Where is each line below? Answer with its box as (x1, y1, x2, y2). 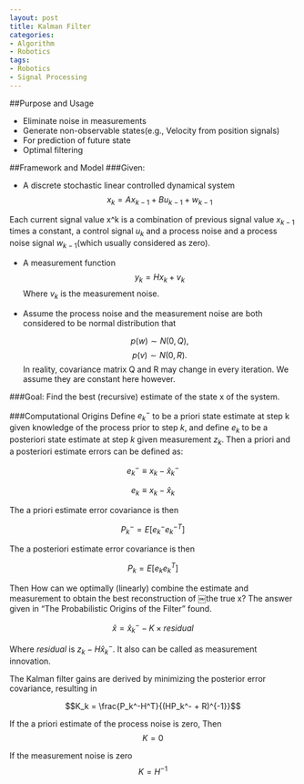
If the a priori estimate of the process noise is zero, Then (9, 717, 222, 729)
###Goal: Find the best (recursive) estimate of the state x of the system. (9, 391, 280, 402)
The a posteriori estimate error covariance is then (9, 543, 196, 554)
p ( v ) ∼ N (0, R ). (131, 349, 188, 360)
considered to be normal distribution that (22, 317, 177, 328)
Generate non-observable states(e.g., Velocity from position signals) (22, 125, 280, 136)
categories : (9, 30, 55, 39)
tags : (9, 56, 30, 65)
